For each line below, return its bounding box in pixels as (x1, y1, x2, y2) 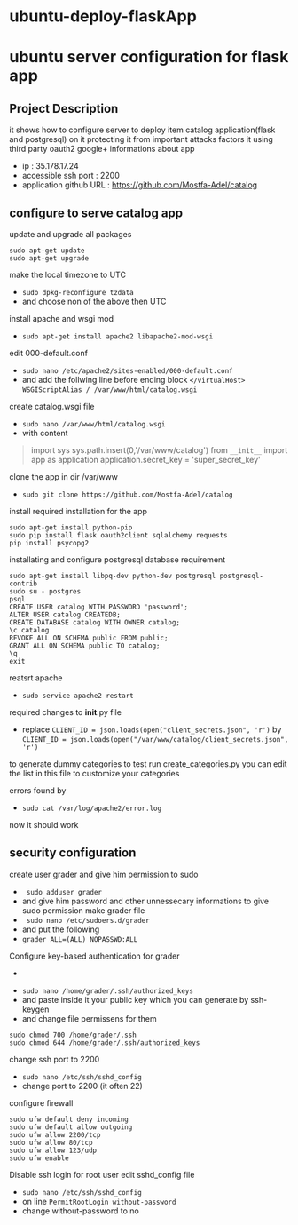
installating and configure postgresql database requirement (9, 554, 226, 565)
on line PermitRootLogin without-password (21, 1196, 176, 1206)
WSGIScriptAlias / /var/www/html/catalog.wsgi (21, 386, 198, 394)
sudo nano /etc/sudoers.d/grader (26, 916, 150, 925)
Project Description (9, 100, 119, 116)
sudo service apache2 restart (21, 691, 135, 700)
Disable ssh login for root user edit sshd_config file (9, 1169, 195, 1180)
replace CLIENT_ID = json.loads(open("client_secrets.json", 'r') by (21, 724, 282, 735)
